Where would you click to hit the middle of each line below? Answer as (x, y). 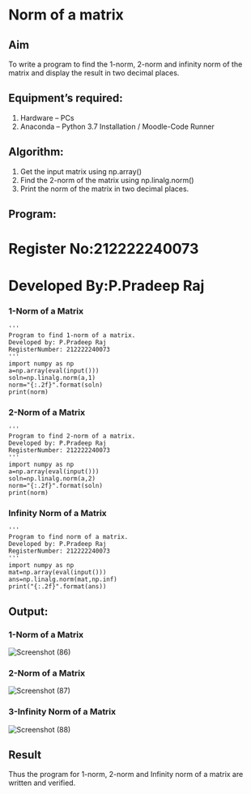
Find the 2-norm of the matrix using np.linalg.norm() (107, 180)
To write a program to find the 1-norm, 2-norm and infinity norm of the (125, 64)
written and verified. (42, 783)
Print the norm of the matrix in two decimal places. (104, 189)
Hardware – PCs (47, 117)
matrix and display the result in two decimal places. (94, 73)
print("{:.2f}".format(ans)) (57, 587)
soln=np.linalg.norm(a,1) (52, 378)
